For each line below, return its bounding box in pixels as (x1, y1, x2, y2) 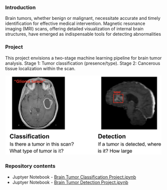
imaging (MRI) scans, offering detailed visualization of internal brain (5, 26, 144, 32)
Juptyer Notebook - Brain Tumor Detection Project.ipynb (12, 179, 128, 185)
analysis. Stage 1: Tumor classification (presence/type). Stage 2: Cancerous (5, 60, 161, 66)
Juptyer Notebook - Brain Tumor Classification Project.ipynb (12, 174, 137, 180)
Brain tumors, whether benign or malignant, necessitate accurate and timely (5, 15, 161, 21)
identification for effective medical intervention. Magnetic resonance (5, 20, 146, 26)
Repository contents (5, 163, 56, 170)
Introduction (5, 4, 36, 11)
